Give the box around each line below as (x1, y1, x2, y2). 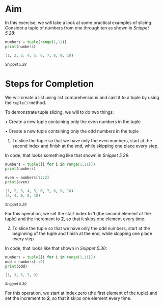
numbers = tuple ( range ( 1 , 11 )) (5, 39, 67, 45)
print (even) (5, 180, 29, 185)
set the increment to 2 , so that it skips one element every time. (5, 295, 132, 301)
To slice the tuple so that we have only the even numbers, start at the (12, 137, 152, 143)
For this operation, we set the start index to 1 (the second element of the (5, 210, 151, 216)
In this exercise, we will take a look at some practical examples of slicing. (5, 20, 153, 25)
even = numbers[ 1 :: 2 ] (5, 175, 50, 180)
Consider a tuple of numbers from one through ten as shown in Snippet (5, 25, 149, 30)
